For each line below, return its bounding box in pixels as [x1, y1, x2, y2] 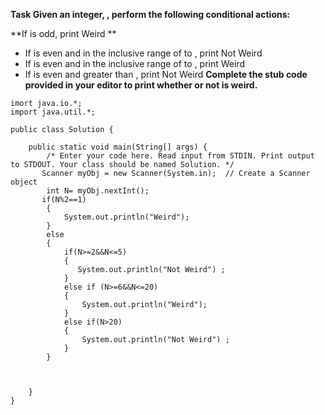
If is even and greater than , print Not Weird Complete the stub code [24, 69, 308, 80]
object [10, 177, 38, 187]
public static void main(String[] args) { [28, 142, 208, 152]
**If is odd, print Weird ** [10, 28, 117, 39]
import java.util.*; [10, 107, 97, 117]
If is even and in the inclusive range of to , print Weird [24, 58, 246, 69]
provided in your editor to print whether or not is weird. [24, 79, 258, 91]
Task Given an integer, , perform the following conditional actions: [10, 9, 291, 20]
